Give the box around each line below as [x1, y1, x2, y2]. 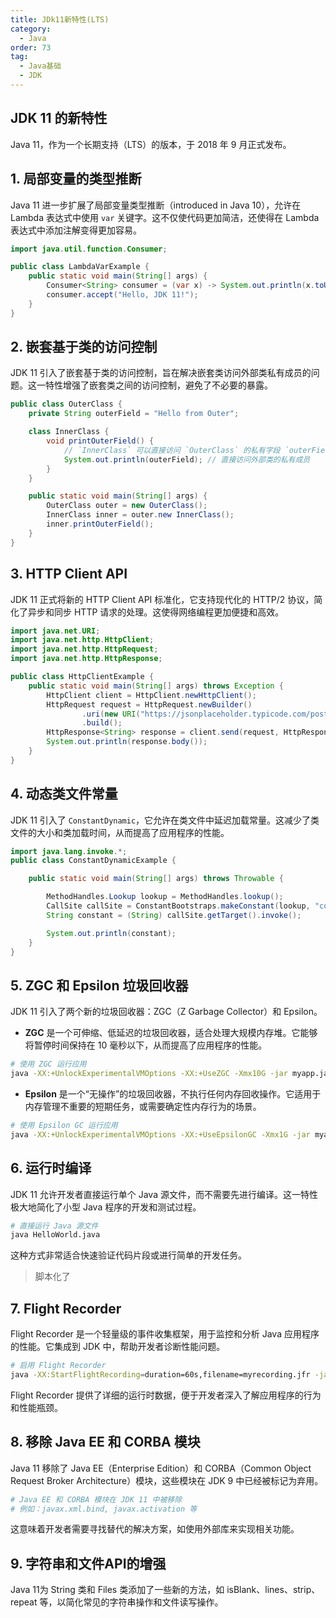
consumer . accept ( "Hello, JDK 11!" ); [46, 290, 199, 300]
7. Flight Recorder [10, 1300, 122, 1317]
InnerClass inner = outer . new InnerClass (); [46, 510, 235, 520]
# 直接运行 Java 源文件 [10, 1221, 99, 1231]
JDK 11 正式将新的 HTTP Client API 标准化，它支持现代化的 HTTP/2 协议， [10, 593, 315, 605]
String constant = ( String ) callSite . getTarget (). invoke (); [46, 910, 302, 920]
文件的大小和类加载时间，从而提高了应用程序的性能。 [10, 826, 230, 838]
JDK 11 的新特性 [10, 110, 108, 127]
